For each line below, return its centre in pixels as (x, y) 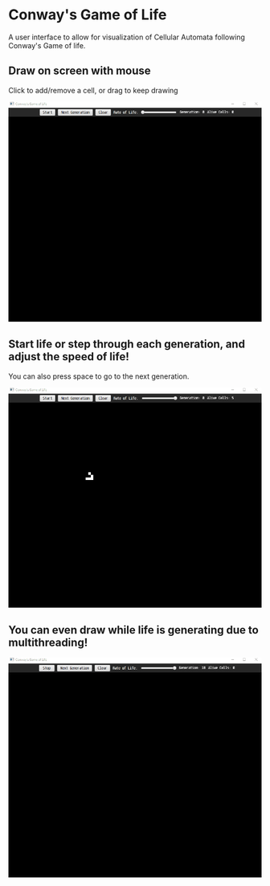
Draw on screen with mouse (80, 71)
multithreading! (48, 643)
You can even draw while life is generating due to (133, 630)
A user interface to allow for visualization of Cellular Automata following (127, 37)
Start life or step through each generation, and (127, 345)
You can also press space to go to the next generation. (99, 376)
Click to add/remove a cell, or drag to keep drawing (93, 90)
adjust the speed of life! (69, 357)
